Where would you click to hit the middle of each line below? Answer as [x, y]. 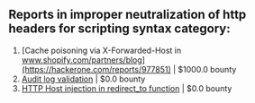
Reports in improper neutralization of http [127, 15]
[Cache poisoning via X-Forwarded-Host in [101, 50]
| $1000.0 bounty [205, 69]
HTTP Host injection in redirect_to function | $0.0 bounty [127, 88]
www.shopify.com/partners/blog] [83, 60]
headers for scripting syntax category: [119, 29]
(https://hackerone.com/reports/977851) [96, 69]
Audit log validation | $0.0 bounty [83, 79]
